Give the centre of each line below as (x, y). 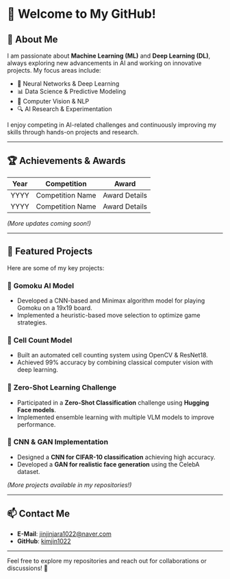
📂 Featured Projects (50, 251)
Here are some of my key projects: (56, 268)
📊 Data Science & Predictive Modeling (72, 91)
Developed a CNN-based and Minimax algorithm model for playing (111, 300)
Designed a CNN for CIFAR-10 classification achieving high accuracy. (116, 457)
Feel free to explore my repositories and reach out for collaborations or (107, 560)
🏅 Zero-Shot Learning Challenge (62, 388)
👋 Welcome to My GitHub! (81, 14)
